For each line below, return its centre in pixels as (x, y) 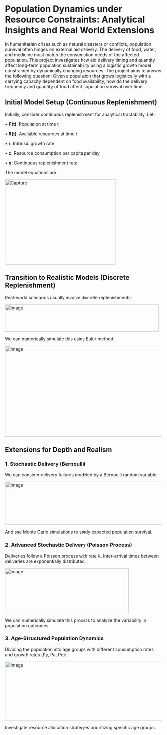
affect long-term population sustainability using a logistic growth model (78, 65)
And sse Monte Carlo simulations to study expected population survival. (79, 532)
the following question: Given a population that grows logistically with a (78, 76)
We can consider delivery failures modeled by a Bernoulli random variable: (82, 475)
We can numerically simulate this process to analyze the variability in (76, 620)
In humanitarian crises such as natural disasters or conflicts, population (78, 44)
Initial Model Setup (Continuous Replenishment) (81, 103)
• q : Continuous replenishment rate (41, 163)
